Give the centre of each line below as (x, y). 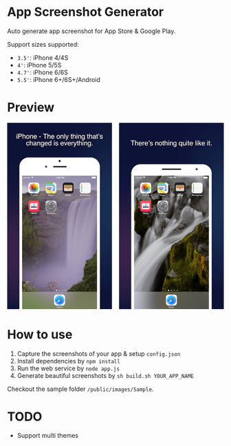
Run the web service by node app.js (68, 368)
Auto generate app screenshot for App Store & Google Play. (91, 31)
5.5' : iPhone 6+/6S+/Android (59, 79)
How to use (40, 334)
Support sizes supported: (43, 44)
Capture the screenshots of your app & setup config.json (99, 353)
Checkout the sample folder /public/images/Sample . (80, 389)
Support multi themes (48, 436)
